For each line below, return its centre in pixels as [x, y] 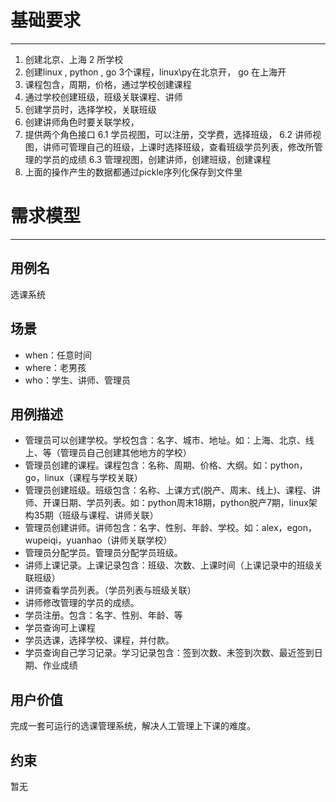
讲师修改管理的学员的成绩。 [82, 603]
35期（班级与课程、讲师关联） [96, 515]
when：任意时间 [58, 355]
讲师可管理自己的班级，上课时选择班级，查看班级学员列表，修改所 [178, 147]
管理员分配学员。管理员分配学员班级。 [103, 553]
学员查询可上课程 [60, 628]
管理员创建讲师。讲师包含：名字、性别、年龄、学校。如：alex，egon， [170, 528]
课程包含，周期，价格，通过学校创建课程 [108, 84]
